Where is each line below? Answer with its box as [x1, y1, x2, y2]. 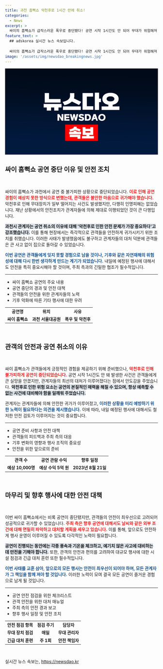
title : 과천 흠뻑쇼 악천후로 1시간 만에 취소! [5, 8, 86, 13]
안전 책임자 [58, 637, 79, 643]
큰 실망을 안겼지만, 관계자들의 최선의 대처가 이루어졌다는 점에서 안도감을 [5, 378, 141, 384]
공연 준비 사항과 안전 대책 [12, 427, 61, 433]
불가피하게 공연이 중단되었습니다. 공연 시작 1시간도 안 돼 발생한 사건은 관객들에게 [5, 372, 157, 378]
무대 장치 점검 [7, 630, 33, 635]
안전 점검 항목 [7, 622, 33, 628]
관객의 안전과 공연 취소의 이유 [5, 342, 88, 351]
